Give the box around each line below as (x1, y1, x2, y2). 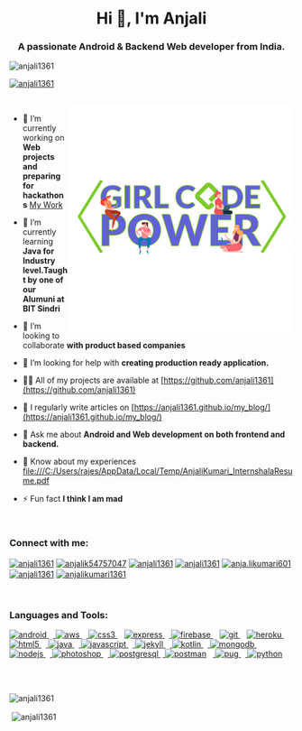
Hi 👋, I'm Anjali (96, 8, 207, 29)
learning (22, 236, 54, 247)
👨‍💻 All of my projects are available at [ (22, 375, 164, 386)
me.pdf (22, 476, 50, 486)
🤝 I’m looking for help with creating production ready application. (22, 357, 270, 368)
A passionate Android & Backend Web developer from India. (17, 41, 286, 53)
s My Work (22, 199, 63, 210)
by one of (27, 274, 64, 285)
